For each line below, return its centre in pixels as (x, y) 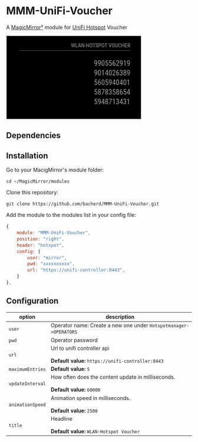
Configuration (32, 301)
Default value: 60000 (76, 390)
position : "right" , (41, 239)
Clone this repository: (32, 193)
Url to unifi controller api (80, 348)
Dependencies (33, 136)
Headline (62, 418)
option (27, 317)
